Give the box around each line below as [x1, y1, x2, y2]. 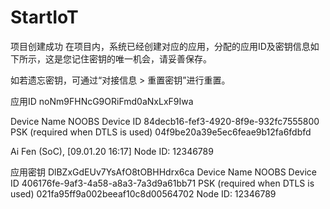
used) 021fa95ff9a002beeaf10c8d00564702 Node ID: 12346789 [10, 187, 277, 200]
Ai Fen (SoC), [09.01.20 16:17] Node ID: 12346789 [10, 145, 214, 157]
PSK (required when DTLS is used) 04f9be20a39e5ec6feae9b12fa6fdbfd [10, 126, 312, 138]
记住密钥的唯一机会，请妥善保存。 [71, 52, 212, 65]
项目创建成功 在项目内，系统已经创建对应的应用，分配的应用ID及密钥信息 [10, 40, 311, 52]
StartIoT [10, 6, 79, 29]
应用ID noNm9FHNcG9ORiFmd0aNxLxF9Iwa [10, 95, 194, 107]
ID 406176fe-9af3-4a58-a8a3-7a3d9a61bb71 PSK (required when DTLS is [10, 177, 315, 189]
